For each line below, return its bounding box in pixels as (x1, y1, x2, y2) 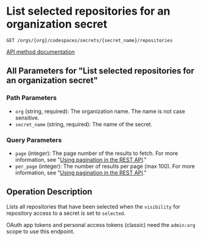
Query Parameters (6, 135, 62, 144)
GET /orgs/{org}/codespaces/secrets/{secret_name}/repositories (6, 37, 173, 43)
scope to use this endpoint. (6, 228, 75, 235)
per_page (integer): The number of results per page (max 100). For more (15, 162, 196, 170)
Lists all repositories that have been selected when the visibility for (6, 203, 181, 210)
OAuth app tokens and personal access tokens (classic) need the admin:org (6, 221, 196, 228)
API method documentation (6, 48, 75, 56)
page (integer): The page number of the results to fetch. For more (15, 149, 178, 157)
